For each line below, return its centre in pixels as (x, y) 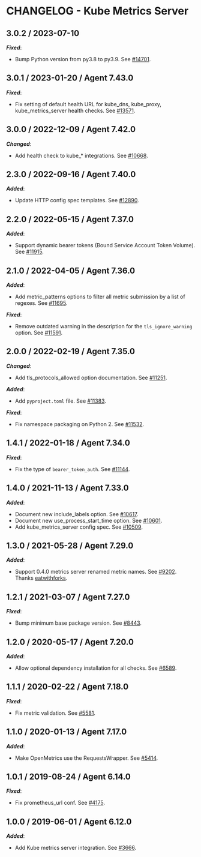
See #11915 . (29, 252)
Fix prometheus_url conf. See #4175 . (60, 803)
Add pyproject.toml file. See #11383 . (61, 401)
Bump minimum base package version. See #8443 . (78, 623)
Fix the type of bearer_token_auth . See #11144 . (72, 469)
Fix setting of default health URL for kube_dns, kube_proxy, (88, 104)
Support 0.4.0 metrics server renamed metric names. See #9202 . (96, 572)
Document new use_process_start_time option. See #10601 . (88, 520)
